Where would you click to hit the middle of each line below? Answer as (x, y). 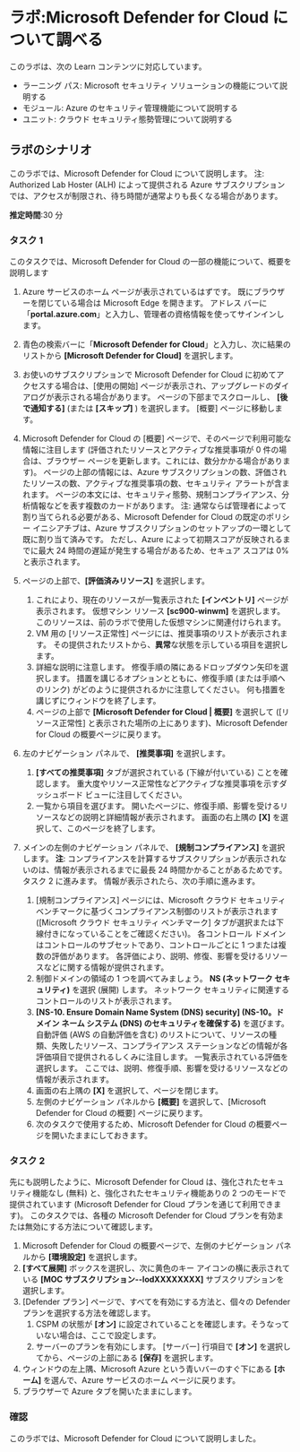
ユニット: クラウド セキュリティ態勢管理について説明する (127, 119)
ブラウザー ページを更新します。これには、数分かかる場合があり (165, 461)
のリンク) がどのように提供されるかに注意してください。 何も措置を (161, 689)
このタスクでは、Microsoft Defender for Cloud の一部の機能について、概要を (150, 262)
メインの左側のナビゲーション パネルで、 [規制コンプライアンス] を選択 (154, 848)
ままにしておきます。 (113, 1136)
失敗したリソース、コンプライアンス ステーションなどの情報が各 (170, 1046)
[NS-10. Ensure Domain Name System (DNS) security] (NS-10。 (156, 1012)
